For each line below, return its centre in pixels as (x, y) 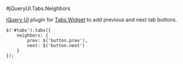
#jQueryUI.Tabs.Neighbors (38, 8)
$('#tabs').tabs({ (28, 30)
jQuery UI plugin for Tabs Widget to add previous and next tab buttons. (92, 19)
